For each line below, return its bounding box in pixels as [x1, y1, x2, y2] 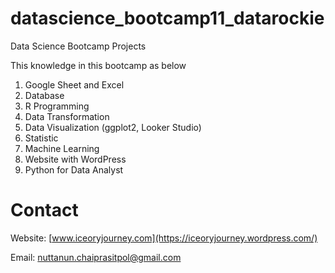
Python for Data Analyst [24, 163, 124, 176]
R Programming [24, 100, 90, 112]
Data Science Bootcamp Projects [10, 40, 147, 52]
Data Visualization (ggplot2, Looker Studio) [24, 121, 202, 133]
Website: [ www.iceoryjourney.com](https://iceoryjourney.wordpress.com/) [10, 232, 318, 244]
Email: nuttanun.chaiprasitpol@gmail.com [10, 251, 182, 263]
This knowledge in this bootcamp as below [10, 59, 187, 71]
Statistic [24, 132, 59, 144]
